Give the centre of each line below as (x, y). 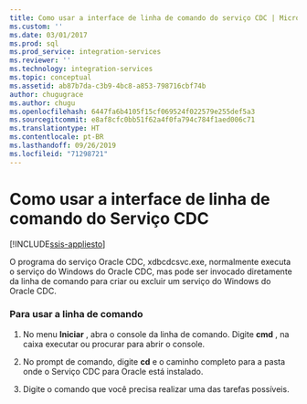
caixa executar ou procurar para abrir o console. (114, 344)
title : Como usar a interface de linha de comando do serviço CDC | (143, 18)
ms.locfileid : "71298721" (58, 154)
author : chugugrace (47, 94)
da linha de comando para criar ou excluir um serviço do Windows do (140, 281)
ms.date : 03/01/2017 (49, 35)
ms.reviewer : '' (40, 60)
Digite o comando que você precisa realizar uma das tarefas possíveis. (156, 388)
